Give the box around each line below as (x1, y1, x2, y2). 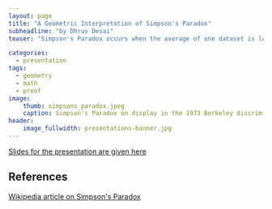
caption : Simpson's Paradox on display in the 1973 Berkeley (23, 109, 233, 117)
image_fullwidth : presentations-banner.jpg (23, 125, 172, 133)
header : (8, 117, 35, 126)
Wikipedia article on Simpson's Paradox (8, 191, 142, 201)
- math (15, 79, 38, 87)
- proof (15, 87, 42, 95)
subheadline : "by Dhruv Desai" (8, 27, 114, 35)
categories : (8, 49, 49, 58)
